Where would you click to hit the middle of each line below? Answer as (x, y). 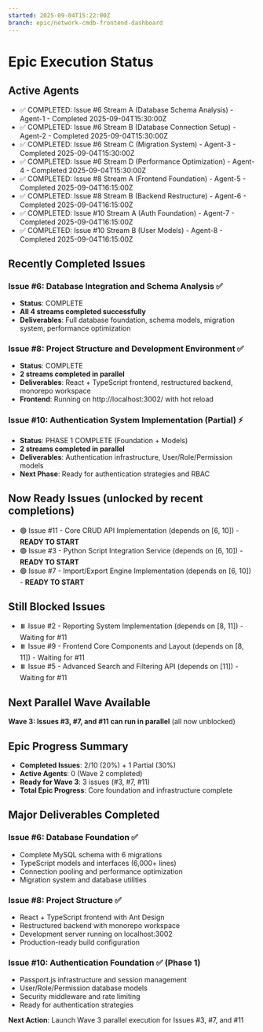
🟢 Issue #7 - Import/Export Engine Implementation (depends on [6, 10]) (135, 571)
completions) (41, 511)
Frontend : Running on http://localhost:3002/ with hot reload (117, 399)
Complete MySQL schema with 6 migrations (91, 854)
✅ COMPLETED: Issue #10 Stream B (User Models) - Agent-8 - (121, 230)
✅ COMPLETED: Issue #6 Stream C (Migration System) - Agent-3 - (128, 144)
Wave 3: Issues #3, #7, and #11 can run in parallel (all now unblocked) (122, 722)
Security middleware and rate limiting (80, 997)
